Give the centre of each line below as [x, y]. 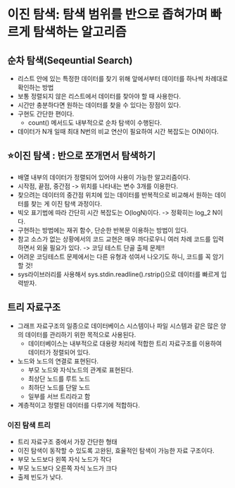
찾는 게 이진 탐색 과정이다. [66, 203]
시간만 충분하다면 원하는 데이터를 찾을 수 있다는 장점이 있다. [99, 105]
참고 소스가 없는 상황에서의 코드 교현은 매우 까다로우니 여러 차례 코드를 [114, 239]
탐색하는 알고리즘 [80, 32]
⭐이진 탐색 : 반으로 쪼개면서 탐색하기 [82, 156]
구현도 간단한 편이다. [46, 114]
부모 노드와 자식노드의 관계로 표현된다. [81, 370]
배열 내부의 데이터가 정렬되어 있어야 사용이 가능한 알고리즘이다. [104, 177]
